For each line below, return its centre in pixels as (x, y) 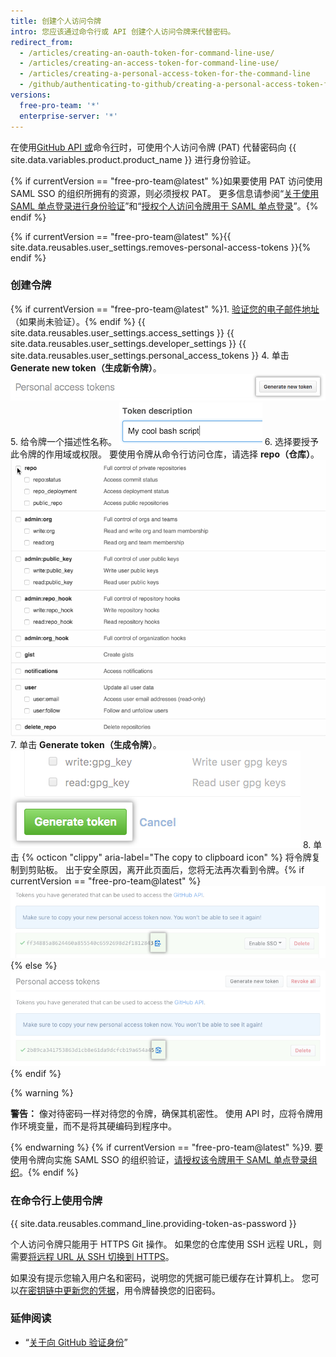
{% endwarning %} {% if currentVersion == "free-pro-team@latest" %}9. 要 (167, 1147)
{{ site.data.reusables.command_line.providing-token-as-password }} (153, 1223)
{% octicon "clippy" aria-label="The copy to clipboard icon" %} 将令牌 (166, 857)
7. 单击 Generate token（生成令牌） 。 (86, 745)
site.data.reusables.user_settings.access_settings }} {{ (122, 332)
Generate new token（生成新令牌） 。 (86, 367)
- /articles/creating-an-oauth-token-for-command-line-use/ (147, 53)
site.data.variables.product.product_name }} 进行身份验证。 (133, 159)
